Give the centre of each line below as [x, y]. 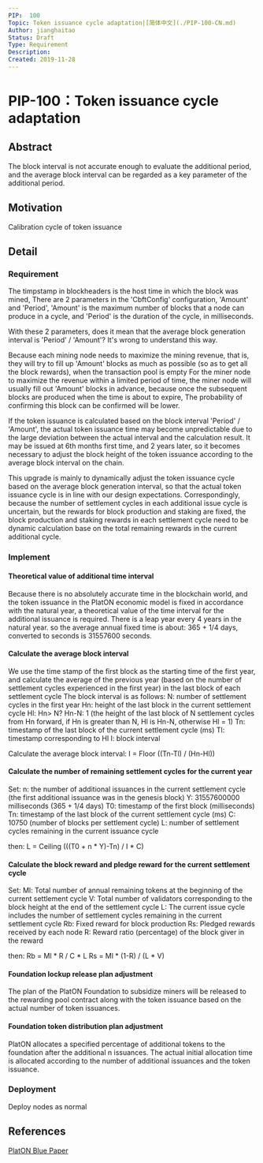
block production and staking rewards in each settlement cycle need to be [128, 520]
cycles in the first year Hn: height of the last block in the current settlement [130, 705]
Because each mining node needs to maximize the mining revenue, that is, [129, 355]
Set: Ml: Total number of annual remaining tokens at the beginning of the [126, 890]
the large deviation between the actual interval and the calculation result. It [129, 438]
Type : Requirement [38, 45]
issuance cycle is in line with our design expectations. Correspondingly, [124, 495]
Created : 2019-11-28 [42, 60]
